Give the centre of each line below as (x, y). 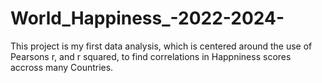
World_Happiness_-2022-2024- (147, 18)
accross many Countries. (62, 67)
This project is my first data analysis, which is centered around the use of (161, 46)
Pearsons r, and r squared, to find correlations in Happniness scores (151, 56)
